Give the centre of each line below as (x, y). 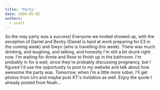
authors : (14, 18)
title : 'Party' (20, 9)
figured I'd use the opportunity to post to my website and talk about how (77, 67)
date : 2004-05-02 (23, 14)
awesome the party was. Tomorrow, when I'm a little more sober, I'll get (76, 72)
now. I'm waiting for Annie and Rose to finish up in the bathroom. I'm (73, 57)
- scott (17, 23)
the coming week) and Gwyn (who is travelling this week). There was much (80, 47)
